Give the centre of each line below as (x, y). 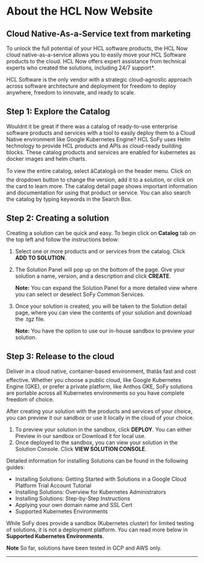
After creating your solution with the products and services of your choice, (100, 411)
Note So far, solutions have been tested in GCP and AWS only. (84, 548)
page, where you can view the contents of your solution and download (103, 313)
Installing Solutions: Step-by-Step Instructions (73, 498)
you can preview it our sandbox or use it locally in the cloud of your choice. (100, 418)
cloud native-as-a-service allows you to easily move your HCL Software (96, 55)
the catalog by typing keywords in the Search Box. (69, 199)
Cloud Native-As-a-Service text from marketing (99, 34)
